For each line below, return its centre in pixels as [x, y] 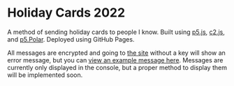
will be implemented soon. [45, 75]
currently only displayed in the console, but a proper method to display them [117, 67]
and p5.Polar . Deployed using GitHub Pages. [71, 39]
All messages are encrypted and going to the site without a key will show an [116, 53]
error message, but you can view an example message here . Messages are [115, 60]
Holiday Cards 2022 [66, 13]
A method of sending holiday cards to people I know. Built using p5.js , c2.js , [116, 32]
